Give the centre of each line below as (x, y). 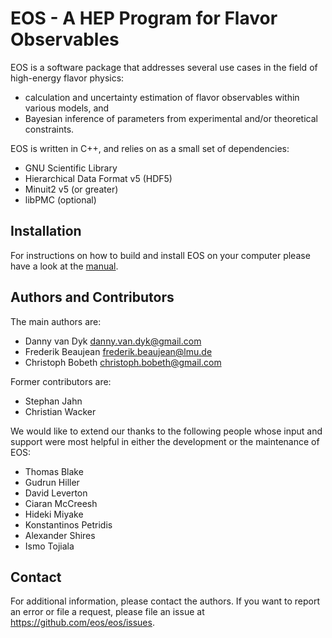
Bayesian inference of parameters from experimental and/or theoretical (171, 118)
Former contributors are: (61, 381)
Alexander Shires (60, 535)
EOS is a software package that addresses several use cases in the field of (164, 67)
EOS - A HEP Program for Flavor (144, 18)
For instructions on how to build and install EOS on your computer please (160, 255)
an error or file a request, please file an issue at (107, 612)
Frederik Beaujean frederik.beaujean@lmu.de (118, 351)
